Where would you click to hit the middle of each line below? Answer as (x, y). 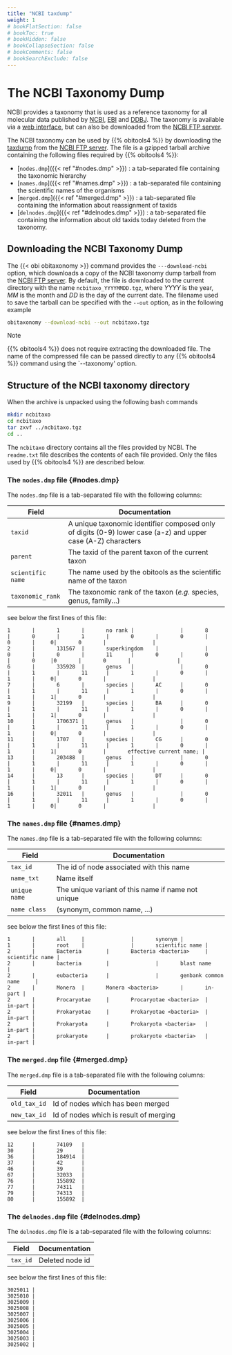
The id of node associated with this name (123, 867)
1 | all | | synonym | (96, 939)
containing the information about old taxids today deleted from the (112, 219)
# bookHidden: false (37, 39)
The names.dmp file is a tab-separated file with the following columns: (105, 839)
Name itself (75, 878)
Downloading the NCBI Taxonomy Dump (95, 249)
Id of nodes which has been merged (111, 1103)
